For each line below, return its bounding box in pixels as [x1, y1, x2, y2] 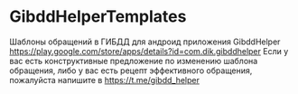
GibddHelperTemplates [9, 6, 187, 27]
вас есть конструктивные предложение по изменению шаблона [9, 55, 258, 66]
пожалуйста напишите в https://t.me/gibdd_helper [9, 74, 200, 85]
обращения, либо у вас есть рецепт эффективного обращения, [9, 65, 253, 76]
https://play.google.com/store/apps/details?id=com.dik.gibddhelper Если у [9, 45, 289, 56]
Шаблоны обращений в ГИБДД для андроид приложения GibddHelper [9, 36, 281, 47]
